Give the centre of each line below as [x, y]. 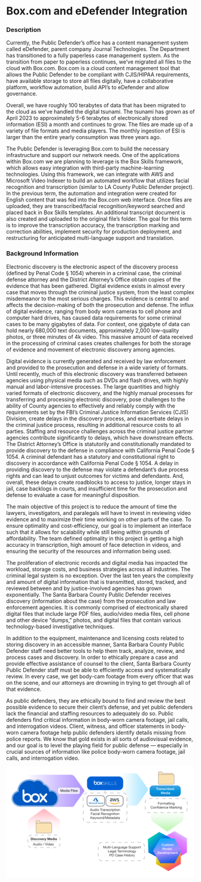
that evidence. [24, 689]
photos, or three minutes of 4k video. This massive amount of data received [100, 336]
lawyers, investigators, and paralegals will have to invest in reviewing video [99, 513]
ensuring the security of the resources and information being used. [89, 551]
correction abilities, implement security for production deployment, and [94, 231]
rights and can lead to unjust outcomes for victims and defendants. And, [95, 475]
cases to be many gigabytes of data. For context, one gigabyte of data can [98, 324]
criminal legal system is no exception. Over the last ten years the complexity [100, 575]
